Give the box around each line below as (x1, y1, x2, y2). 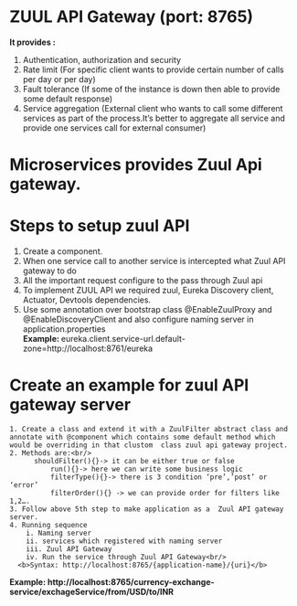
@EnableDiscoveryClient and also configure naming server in (22, 314, 254, 325)
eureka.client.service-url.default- (60, 334, 186, 345)
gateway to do (22, 265, 78, 276)
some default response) (22, 93, 113, 104)
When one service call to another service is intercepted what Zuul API (22, 256, 286, 267)
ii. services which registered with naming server (26, 537, 223, 546)
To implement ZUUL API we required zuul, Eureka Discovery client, (22, 285, 274, 296)
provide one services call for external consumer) (22, 122, 207, 133)
